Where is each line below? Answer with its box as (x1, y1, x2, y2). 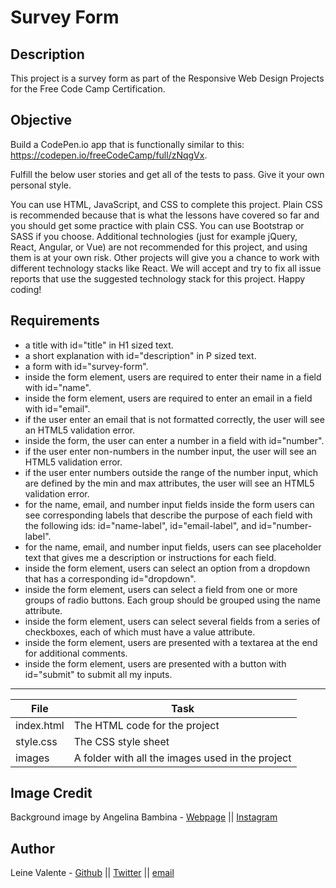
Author (10, 840, 55, 857)
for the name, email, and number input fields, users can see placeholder (24, 541, 322, 553)
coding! (10, 283, 42, 295)
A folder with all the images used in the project (73, 751, 292, 765)
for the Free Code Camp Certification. (10, 83, 166, 95)
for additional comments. (24, 647, 128, 659)
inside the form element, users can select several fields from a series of (24, 615, 321, 627)
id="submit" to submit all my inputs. (24, 668, 173, 680)
